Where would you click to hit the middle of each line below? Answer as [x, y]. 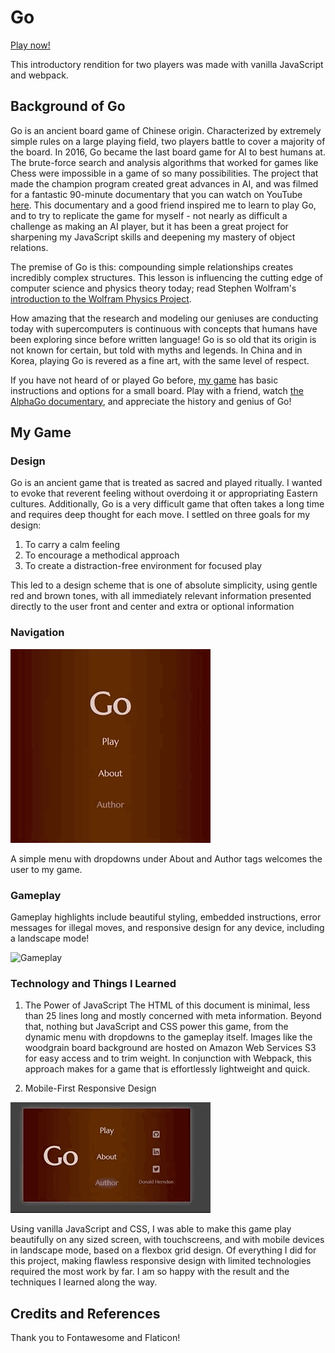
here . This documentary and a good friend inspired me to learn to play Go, [163, 205]
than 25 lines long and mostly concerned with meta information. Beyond [173, 1016]
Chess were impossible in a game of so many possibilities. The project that [164, 173]
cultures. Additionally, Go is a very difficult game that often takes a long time [167, 504]
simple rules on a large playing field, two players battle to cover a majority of [168, 141]
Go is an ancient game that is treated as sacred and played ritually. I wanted [166, 483]
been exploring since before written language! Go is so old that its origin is [163, 339]
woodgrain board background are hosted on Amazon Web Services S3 [170, 1048]
